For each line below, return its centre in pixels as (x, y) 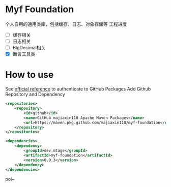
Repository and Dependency (35, 95)
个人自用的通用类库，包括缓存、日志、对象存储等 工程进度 (66, 24)
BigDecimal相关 (29, 48)
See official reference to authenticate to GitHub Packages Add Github (78, 89)
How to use (30, 75)
